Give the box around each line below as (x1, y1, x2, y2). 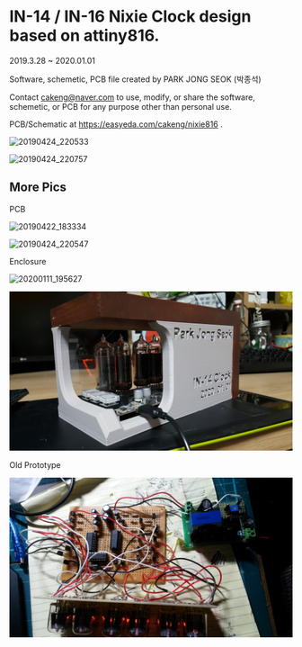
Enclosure (9, 256, 47, 266)
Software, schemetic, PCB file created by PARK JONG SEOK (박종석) (9, 74, 262, 85)
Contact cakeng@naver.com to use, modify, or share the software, (9, 92, 256, 103)
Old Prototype (9, 460, 61, 471)
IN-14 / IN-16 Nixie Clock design (9, 6, 252, 27)
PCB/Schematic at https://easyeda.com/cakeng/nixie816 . (9, 119, 223, 130)
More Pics (9, 180, 67, 195)
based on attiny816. (9, 25, 160, 46)
